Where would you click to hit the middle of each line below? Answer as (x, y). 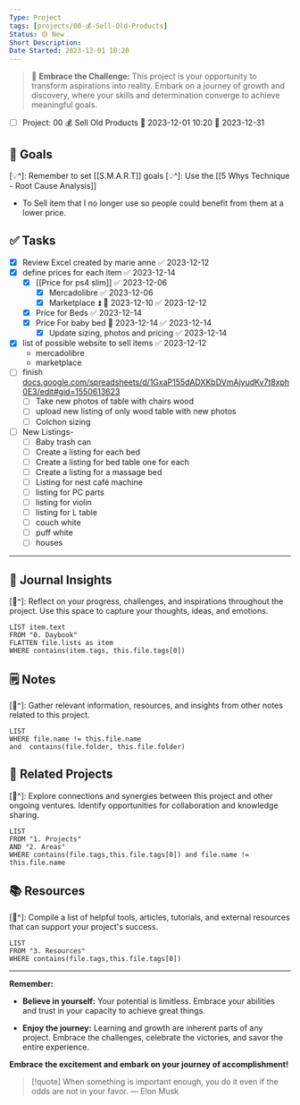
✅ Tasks (33, 241)
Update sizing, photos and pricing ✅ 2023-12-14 (138, 333)
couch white (58, 523)
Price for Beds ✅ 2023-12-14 (89, 313)
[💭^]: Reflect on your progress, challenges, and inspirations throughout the (146, 601)
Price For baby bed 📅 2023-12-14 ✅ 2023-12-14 (124, 323)
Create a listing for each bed (88, 452)
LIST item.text (37, 627)
